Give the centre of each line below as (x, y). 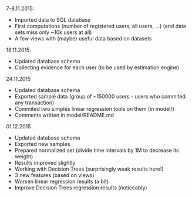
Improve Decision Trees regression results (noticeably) (81, 188)
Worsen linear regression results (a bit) (62, 181)
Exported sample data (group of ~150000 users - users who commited (100, 96)
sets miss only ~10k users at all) (53, 32)
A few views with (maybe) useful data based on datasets (83, 38)
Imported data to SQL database (53, 20)
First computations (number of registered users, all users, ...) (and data (100, 26)
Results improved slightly (45, 163)
